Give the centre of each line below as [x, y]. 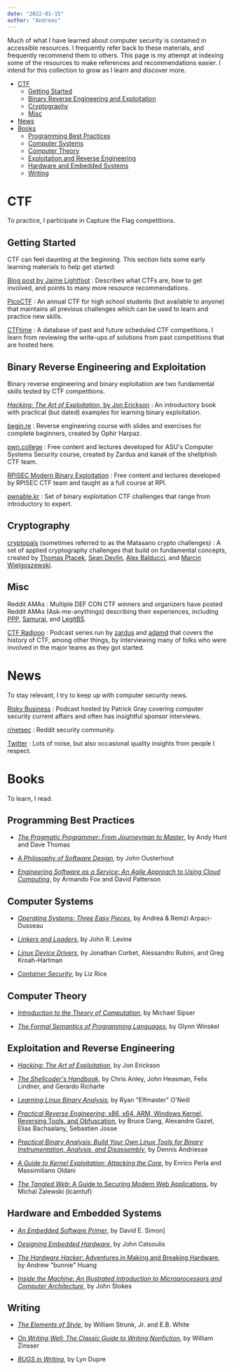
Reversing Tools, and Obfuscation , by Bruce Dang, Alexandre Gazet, [116, 1121]
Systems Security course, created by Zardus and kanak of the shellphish [112, 454]
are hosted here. [31, 345]
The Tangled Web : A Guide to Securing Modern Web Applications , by [117, 1184]
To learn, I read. [30, 798]
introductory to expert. [40, 504]
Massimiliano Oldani [46, 1170]
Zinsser [28, 1345]
